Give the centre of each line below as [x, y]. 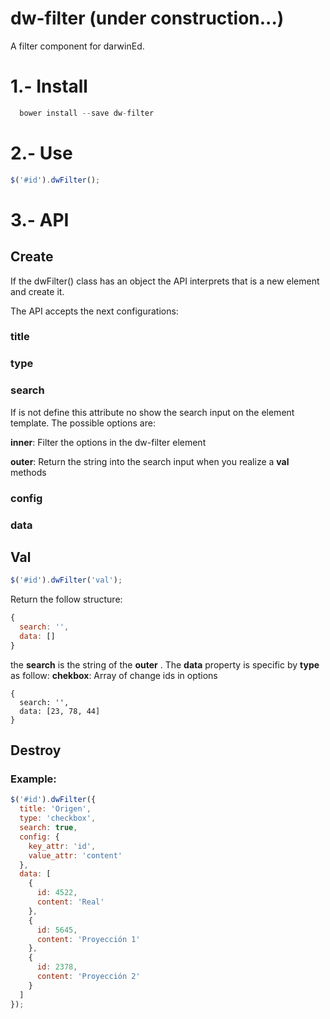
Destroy [36, 750]
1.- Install [49, 86]
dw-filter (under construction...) [147, 18]
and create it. [37, 291]
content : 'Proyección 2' [88, 977]
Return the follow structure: [66, 599]
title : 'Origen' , [55, 809]
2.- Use [41, 153]
